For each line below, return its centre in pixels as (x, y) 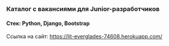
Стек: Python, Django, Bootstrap (48, 23)
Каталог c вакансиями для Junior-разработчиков (83, 9)
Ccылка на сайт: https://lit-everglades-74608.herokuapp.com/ (84, 36)
